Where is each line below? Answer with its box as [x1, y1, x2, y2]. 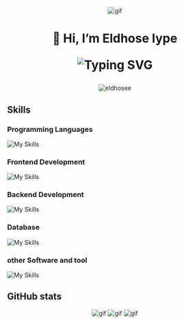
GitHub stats [7, 291, 62, 303]
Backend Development [7, 190, 84, 200]
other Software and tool [7, 255, 88, 265]
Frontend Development [7, 157, 86, 167]
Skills [7, 104, 31, 115]
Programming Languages [7, 124, 94, 134]
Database [7, 222, 40, 232]
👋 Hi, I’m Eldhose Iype [52, 31, 178, 47]
